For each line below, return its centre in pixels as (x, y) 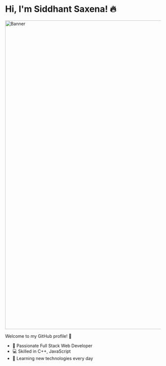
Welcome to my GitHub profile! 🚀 (38, 336)
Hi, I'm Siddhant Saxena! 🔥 (61, 9)
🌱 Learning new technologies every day (53, 358)
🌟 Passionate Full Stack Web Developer (52, 346)
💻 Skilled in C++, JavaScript (41, 351)
